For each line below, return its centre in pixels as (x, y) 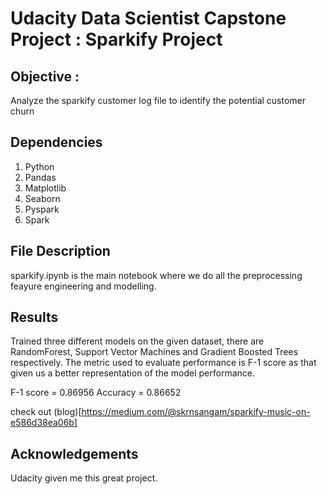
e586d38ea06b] (44, 423)
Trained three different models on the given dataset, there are (137, 341)
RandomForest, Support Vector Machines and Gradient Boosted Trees (154, 352)
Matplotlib (45, 188)
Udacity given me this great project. (84, 478)
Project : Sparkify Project (116, 39)
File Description (60, 251)
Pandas (40, 177)
